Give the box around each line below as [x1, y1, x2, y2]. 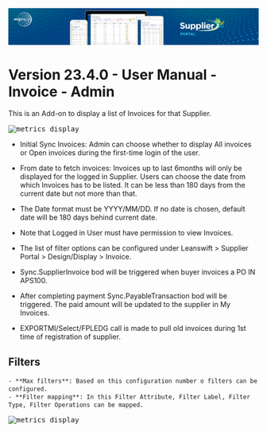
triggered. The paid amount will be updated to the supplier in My [19, 300, 231, 309]
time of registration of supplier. [19, 332, 122, 341]
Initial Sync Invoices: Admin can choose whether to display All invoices [19, 139, 252, 150]
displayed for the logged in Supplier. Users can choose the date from [19, 172, 246, 181]
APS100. [19, 276, 48, 286]
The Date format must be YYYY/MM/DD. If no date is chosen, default [19, 204, 246, 214]
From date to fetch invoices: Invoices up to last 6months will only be [19, 163, 242, 173]
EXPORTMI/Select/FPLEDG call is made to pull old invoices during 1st [19, 324, 246, 333]
